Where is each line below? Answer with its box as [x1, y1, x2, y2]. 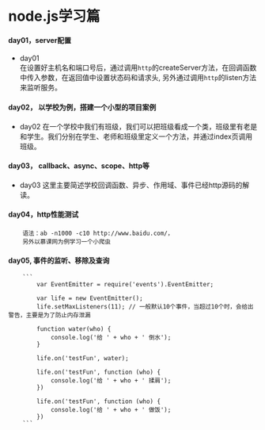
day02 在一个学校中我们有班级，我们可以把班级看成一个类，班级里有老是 [19, 121, 258, 131]
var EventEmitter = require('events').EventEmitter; [36, 281, 214, 289]
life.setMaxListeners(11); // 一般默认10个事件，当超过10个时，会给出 [36, 303, 254, 311]
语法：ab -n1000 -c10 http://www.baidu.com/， [22, 229, 174, 237]
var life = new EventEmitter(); [36, 294, 144, 302]
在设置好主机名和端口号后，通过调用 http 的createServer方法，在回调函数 [19, 63, 257, 72]
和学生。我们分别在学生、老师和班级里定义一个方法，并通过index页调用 [19, 132, 253, 141]
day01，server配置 [8, 35, 71, 44]
